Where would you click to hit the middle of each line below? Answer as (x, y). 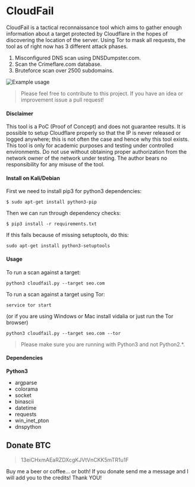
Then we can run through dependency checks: (64, 213)
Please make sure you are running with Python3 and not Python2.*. (103, 344)
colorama (26, 389)
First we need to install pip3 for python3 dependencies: (74, 191)
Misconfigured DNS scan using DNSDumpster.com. (78, 58)
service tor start (29, 305)
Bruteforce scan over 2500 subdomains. (64, 70)
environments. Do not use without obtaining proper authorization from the (97, 152)
